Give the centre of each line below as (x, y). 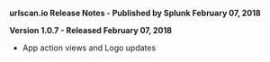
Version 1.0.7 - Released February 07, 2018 (91, 30)
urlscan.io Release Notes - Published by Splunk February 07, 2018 (135, 13)
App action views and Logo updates (89, 48)
